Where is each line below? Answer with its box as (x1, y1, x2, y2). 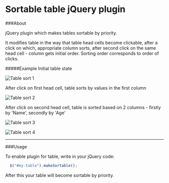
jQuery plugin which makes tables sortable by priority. (5, 30, 117, 36)
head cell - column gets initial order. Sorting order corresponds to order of (5, 50, 159, 56)
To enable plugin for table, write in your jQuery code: (5, 153, 115, 159)
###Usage (5, 143, 28, 149)
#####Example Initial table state (5, 65, 72, 71)
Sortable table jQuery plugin (5, 4, 126, 15)
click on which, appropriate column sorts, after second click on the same (5, 45, 156, 51)
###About (5, 20, 27, 26)
